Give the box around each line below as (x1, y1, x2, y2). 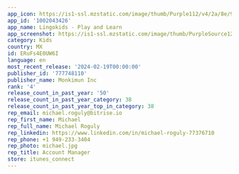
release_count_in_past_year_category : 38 (7, 97, 132, 104)
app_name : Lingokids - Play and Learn (7, 23, 122, 31)
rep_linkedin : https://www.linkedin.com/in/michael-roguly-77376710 (7, 129, 215, 136)
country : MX (7, 43, 43, 50)
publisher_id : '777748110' (7, 70, 87, 77)
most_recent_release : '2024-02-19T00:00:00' (7, 63, 142, 70)
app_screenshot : (7, 30, 55, 38)
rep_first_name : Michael (7, 116, 81, 123)
